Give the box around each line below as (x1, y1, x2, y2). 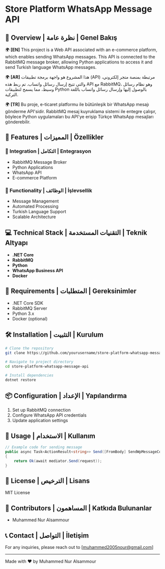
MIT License (5, 490, 30, 496)
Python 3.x (12, 311, 34, 316)
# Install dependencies (5, 372, 54, 378)
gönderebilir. (5, 119, 31, 125)
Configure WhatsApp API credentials (12, 412, 87, 418)
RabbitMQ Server (12, 305, 48, 311)
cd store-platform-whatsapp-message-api (5, 364, 89, 369)
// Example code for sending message (5, 445, 82, 450)
